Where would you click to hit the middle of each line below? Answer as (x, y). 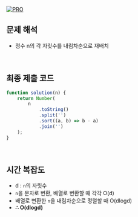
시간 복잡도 (26, 170)
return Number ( (36, 98)
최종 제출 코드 (30, 78)
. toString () (54, 110)
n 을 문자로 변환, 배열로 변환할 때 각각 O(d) (65, 193)
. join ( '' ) (51, 126)
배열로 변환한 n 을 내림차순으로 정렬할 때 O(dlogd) (73, 201)
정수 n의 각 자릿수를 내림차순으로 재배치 (62, 45)
